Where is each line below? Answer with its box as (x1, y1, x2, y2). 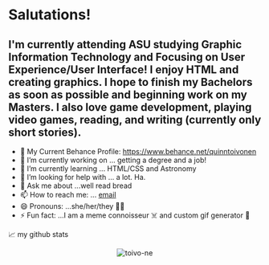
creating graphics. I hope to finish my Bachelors (8, 75, 253, 89)
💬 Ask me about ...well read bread (19, 181, 132, 190)
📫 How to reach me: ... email (19, 190, 116, 199)
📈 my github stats (8, 230, 69, 238)
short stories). (8, 125, 82, 139)
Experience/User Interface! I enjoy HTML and (8, 63, 239, 76)
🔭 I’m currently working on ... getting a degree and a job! (19, 155, 207, 165)
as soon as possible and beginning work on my (8, 88, 247, 101)
